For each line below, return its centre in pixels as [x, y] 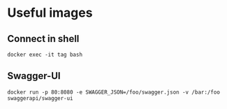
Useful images [50, 13]
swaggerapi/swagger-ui [40, 98]
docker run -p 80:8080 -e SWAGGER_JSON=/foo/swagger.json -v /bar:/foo [113, 92]
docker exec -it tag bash [45, 54]
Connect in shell [43, 39]
